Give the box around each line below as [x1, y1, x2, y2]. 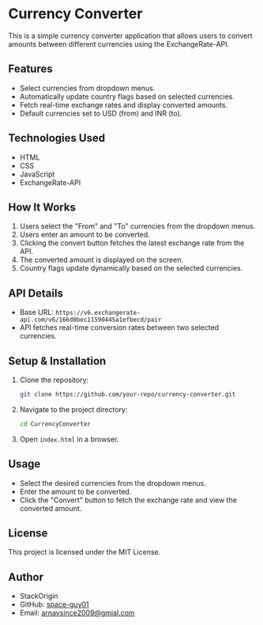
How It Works [8, 200, 77, 214]
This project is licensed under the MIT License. [8, 547, 161, 557]
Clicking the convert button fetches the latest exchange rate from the [19, 238, 245, 248]
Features [8, 62, 53, 76]
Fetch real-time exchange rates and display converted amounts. [19, 100, 228, 109]
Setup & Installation [8, 354, 107, 368]
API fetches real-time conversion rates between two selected [19, 323, 220, 332]
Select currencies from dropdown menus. [19, 83, 156, 93]
